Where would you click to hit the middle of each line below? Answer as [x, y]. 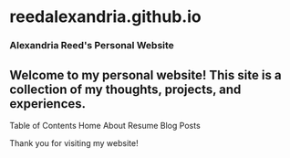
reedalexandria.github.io [106, 17]
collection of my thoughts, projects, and [125, 89]
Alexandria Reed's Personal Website [92, 46]
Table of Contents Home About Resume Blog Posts [105, 125]
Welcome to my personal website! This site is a [145, 75]
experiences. [48, 104]
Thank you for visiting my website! [74, 142]
